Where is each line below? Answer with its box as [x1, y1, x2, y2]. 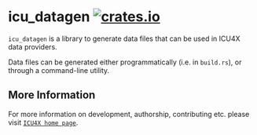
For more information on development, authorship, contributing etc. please [8, 109, 250, 119]
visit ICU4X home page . [8, 118, 79, 127]
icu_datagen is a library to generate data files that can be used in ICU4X [8, 34, 241, 43]
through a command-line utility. [8, 65, 110, 75]
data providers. [8, 42, 57, 51]
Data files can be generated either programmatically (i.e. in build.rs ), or [8, 57, 242, 67]
